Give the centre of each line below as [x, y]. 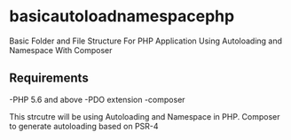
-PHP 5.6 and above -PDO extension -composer [97, 99]
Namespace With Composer [61, 50]
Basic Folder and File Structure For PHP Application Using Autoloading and [145, 41]
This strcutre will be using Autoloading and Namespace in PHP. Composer [145, 116]
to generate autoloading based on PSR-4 [84, 126]
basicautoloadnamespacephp [122, 16]
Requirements [49, 78]
